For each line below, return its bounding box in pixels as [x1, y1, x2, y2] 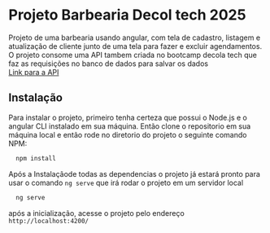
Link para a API [8, 67, 59, 77]
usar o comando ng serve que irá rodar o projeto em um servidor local [8, 178, 244, 187]
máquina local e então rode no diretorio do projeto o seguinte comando [8, 130, 247, 139]
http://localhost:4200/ [8, 217, 89, 225]
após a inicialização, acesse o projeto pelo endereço [8, 208, 185, 218]
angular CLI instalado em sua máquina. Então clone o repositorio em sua [8, 121, 251, 131]
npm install [15, 154, 57, 162]
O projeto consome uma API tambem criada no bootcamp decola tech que [8, 50, 258, 59]
